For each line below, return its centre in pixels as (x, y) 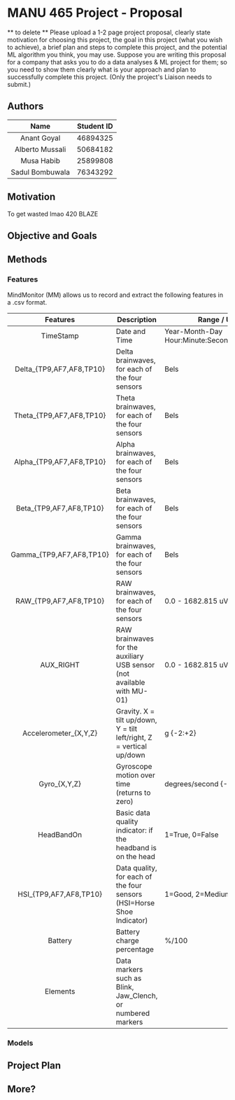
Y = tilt (127, 728)
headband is (136, 847)
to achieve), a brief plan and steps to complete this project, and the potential (117, 47)
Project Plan (34, 1065)
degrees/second (191, 784)
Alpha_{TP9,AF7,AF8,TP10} (60, 461)
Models (20, 1043)
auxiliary (130, 656)
